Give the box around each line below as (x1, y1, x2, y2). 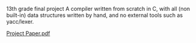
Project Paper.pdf (6, 30, 51, 37)
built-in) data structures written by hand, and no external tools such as (6, 12, 183, 19)
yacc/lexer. (6, 18, 34, 25)
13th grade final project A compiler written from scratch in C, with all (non (6, 5, 191, 12)
